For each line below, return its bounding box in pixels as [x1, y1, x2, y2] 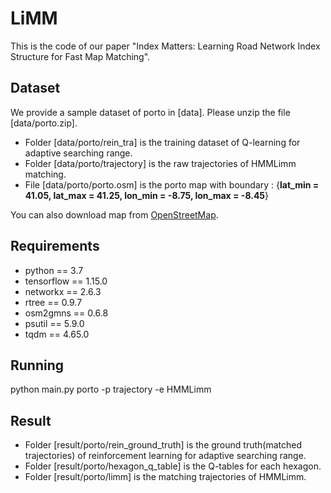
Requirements [10, 238, 100, 255]
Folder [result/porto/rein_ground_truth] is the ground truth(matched [24, 439, 302, 451]
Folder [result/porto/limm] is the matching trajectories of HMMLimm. [24, 471, 307, 483]
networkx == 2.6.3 [24, 285, 102, 297]
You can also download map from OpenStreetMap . [10, 208, 219, 221]
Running [10, 357, 65, 374]
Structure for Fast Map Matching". [10, 50, 151, 62]
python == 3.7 [24, 264, 84, 276]
